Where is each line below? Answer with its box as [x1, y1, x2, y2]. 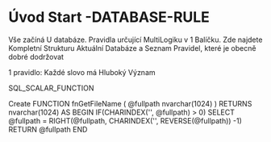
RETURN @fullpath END [8, 124, 88, 134]
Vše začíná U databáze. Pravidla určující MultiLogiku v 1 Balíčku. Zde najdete [8, 35, 263, 44]
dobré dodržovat [8, 52, 65, 61]
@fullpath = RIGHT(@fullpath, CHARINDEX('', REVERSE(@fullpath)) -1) [8, 115, 242, 125]
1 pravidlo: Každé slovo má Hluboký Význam [8, 67, 156, 77]
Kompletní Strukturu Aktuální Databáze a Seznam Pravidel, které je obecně [8, 43, 256, 52]
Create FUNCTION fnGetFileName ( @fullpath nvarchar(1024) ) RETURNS [8, 98, 252, 108]
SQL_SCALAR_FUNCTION [8, 83, 94, 93]
